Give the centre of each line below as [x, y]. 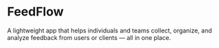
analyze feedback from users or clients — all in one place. [89, 37]
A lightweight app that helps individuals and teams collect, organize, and [110, 30]
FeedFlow [35, 12]
